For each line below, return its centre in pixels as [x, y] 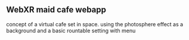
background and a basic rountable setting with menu [71, 30]
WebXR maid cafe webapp [56, 10]
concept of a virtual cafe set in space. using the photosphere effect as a [95, 24]
